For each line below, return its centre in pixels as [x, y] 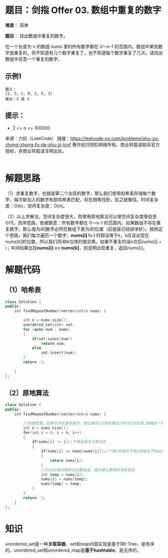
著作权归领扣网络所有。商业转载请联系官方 [116, 145]
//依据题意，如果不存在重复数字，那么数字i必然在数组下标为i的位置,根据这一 [92, 423]
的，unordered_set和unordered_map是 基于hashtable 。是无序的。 [73, 550]
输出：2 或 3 [17, 99]
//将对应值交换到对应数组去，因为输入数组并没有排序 [88, 470]
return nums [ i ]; [67, 460]
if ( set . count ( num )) [52, 339]
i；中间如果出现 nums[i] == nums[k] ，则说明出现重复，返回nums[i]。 [76, 248]
